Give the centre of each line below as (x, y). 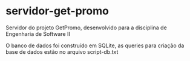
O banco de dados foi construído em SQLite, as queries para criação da (95, 45)
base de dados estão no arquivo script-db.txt (62, 51)
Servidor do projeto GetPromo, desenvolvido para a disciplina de (86, 28)
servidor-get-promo (57, 11)
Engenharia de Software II (38, 33)
